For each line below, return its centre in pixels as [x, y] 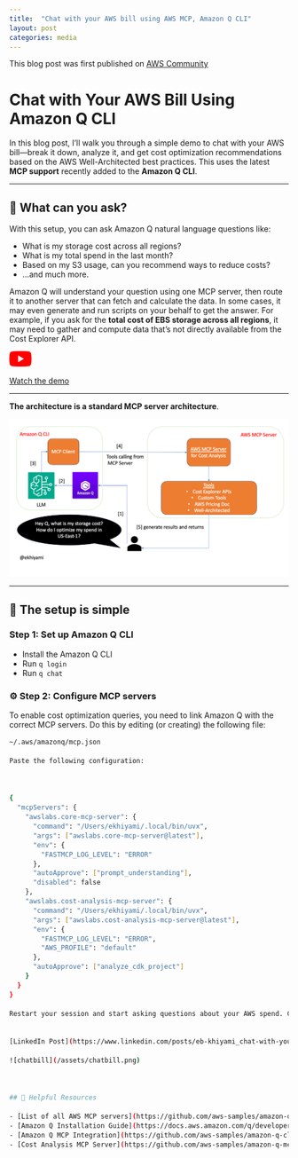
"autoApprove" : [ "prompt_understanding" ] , [112, 873]
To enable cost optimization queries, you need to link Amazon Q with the [142, 715]
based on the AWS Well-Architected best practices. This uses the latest [140, 162]
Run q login [44, 663]
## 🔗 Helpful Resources [53, 1098]
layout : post [33, 28]
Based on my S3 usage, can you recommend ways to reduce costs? [146, 265]
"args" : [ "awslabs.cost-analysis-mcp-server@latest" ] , [136, 920]
